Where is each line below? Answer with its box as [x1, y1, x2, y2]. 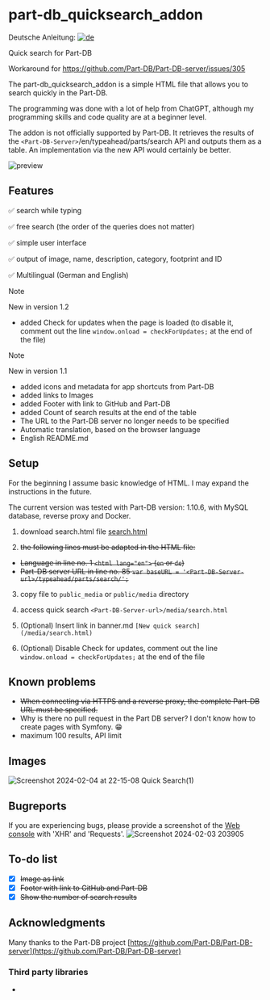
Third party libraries [8, 966, 89, 977]
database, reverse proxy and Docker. [8, 511, 131, 520]
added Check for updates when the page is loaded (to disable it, [19, 317, 234, 327]
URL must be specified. [19, 705, 98, 715]
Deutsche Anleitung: [8, 32, 77, 42]
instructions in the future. [8, 486, 93, 496]
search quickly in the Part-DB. [8, 87, 108, 98]
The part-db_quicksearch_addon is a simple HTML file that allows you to [8, 79, 249, 89]
